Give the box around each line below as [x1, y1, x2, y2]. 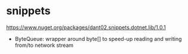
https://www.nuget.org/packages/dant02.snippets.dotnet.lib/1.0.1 [6, 24, 166, 31]
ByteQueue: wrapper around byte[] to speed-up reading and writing [14, 35, 182, 42]
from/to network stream [14, 42, 73, 49]
